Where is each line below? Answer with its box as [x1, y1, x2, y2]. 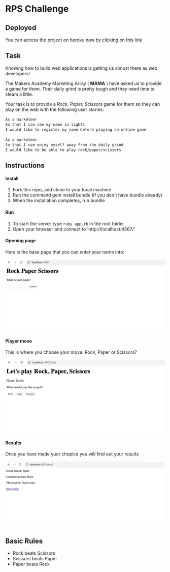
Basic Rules [5, 537, 43, 546]
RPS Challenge [5, 3, 69, 15]
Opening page [5, 238, 36, 244]
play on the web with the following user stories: [5, 106, 104, 112]
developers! [5, 70, 30, 76]
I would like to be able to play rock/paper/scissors [5, 147, 122, 153]
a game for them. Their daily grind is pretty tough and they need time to [5, 85, 155, 92]
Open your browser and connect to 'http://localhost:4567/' [12, 226, 135, 232]
